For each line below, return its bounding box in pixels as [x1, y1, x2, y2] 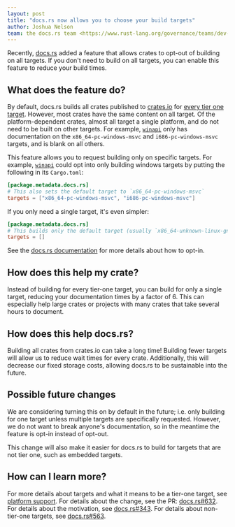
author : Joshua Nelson [7, 23, 73, 30]
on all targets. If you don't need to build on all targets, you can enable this [7, 57, 220, 65]
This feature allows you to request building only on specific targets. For [7, 153, 213, 161]
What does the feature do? [7, 84, 126, 96]
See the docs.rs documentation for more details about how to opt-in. [7, 246, 205, 255]
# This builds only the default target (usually [7, 227, 152, 234]
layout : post [7, 10, 45, 17]
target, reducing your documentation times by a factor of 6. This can [7, 293, 205, 301]
